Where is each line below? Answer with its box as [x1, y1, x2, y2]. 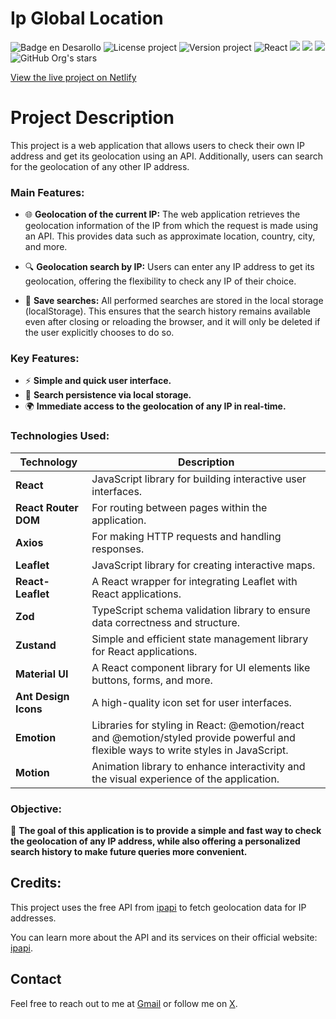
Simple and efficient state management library [91, 632, 309, 646]
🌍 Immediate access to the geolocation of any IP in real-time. [24, 400, 287, 412]
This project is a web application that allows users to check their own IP [10, 139, 306, 151]
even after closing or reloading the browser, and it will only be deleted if [24, 316, 321, 328]
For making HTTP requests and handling [91, 529, 282, 543]
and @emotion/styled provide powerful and [91, 730, 296, 744]
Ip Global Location [10, 7, 164, 30]
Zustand [15, 638, 57, 652]
